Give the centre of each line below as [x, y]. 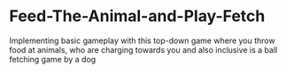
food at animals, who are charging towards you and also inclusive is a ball [143, 49]
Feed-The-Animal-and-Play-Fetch [137, 16]
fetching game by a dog [53, 59]
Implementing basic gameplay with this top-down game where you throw [143, 40]
